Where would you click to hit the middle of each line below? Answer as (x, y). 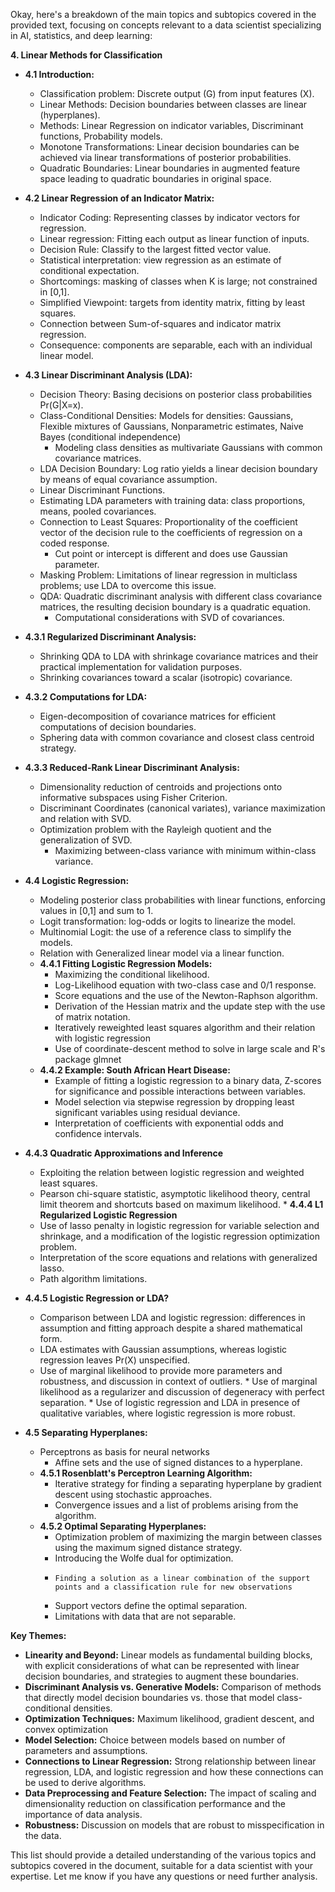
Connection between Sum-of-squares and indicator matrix (160, 323)
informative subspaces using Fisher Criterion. (133, 797)
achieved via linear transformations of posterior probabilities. (165, 157)
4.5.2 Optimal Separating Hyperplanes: (123, 1526)
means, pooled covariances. (98, 511)
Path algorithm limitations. (93, 1278)
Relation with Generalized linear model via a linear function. (162, 953)
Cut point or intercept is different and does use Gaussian (171, 553)
